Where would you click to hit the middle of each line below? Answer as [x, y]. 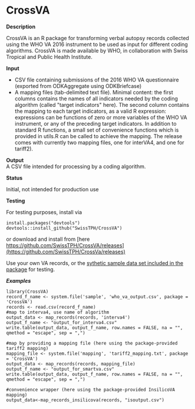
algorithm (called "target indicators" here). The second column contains [102, 104]
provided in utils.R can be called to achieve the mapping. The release [98, 136]
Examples [19, 280]
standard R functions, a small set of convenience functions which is [97, 130]
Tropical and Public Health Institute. [49, 57]
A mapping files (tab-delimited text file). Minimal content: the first [94, 92]
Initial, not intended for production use [52, 189]
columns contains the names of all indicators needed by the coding [96, 99]
